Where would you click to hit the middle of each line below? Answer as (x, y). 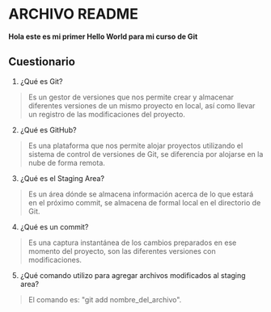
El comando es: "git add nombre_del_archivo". (105, 299)
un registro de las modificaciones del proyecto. (107, 114)
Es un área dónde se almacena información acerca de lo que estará (140, 194)
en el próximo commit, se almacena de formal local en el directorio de (144, 202)
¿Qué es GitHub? (48, 129)
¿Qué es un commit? (54, 226)
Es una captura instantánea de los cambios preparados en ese (132, 242)
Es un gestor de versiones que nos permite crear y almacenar (131, 97)
